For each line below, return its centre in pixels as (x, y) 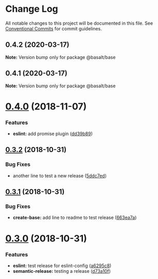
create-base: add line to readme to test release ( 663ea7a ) (75, 218)
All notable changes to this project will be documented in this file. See (79, 23)
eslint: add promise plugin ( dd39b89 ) (52, 134)
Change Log (32, 9)
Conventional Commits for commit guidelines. (54, 28)
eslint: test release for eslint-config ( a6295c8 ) (62, 266)
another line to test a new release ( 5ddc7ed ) (60, 176)
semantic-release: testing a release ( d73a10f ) (62, 271)
